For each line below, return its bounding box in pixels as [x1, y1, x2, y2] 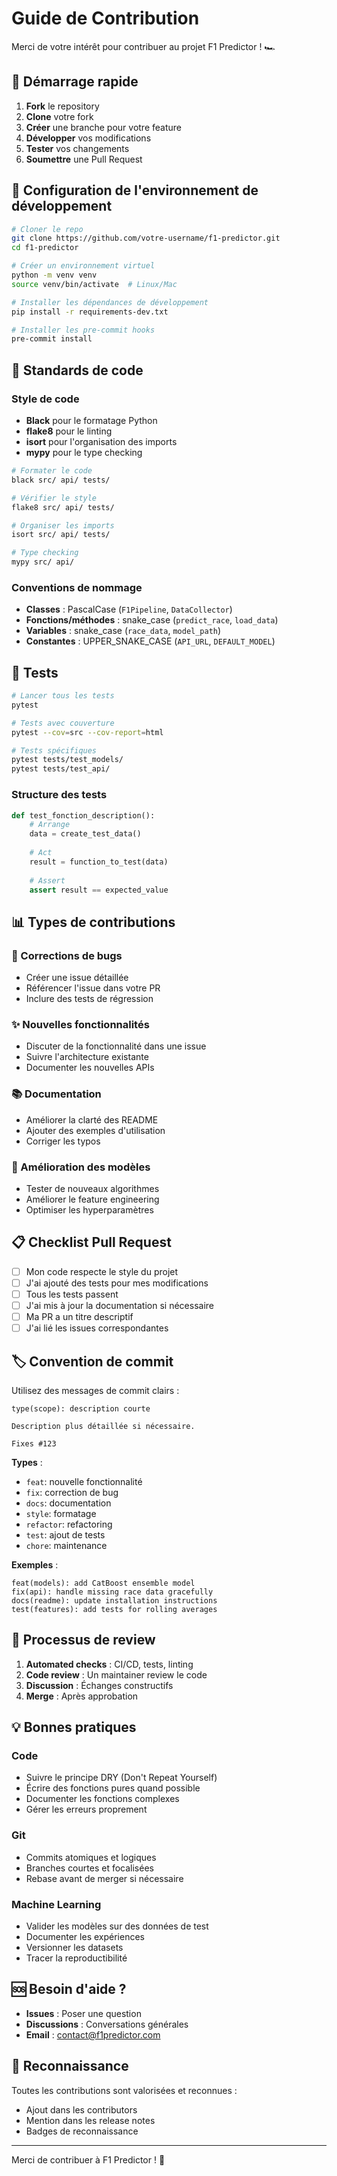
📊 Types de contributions [11, 913, 176, 931]
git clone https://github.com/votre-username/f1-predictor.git [11, 233, 281, 244]
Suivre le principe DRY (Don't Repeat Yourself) [25, 1772, 218, 1784]
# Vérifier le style [11, 493, 98, 503]
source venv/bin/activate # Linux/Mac [11, 279, 178, 289]
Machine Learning [11, 1897, 102, 1911]
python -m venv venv [11, 270, 98, 281]
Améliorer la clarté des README [25, 1113, 159, 1126]
